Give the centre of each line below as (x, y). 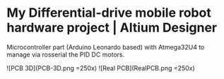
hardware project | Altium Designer (112, 28)
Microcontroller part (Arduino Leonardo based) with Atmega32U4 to (106, 47)
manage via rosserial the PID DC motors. (66, 55)
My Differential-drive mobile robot (109, 13)
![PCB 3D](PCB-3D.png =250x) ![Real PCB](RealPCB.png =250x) (101, 68)
